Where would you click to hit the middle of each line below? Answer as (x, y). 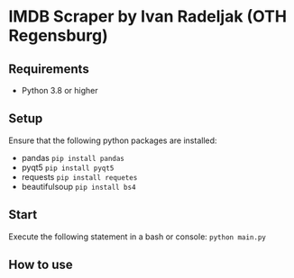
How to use (41, 265)
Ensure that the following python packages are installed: (113, 140)
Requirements (49, 69)
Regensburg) (59, 36)
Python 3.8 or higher (60, 90)
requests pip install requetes (79, 176)
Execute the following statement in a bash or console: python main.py (138, 237)
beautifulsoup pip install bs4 (78, 186)
